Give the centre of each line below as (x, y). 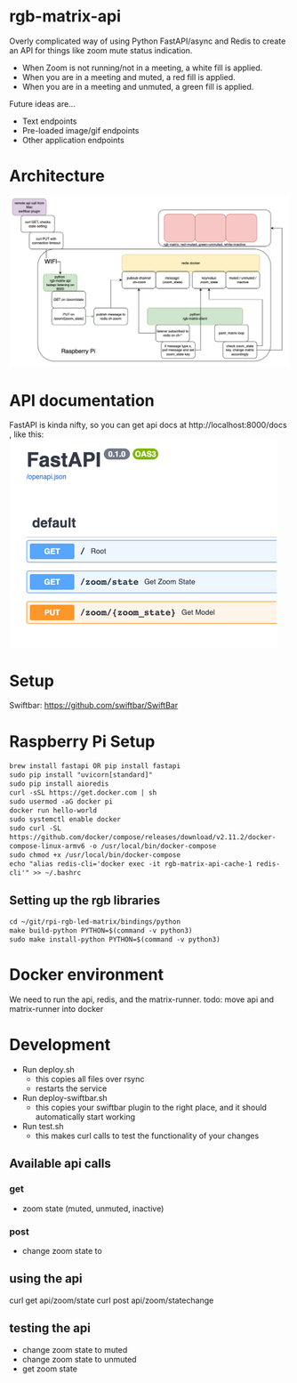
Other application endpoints (73, 140)
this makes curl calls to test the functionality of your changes (147, 1136)
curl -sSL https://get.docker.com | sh (83, 793)
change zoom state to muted (75, 1349)
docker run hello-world (53, 811)
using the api (46, 1279)
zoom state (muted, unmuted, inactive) (93, 1209)
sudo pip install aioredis (59, 784)
